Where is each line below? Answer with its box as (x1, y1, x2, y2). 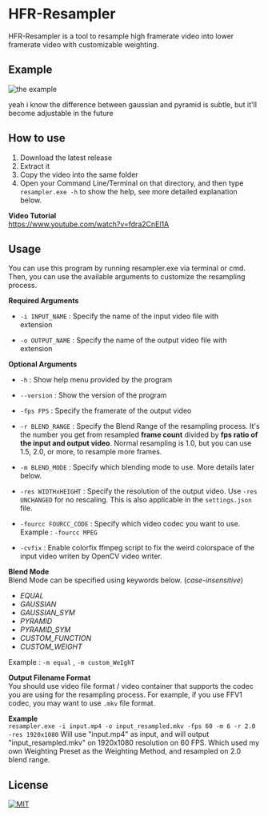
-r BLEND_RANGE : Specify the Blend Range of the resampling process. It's (19, 422, 260, 431)
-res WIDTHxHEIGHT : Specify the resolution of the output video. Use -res (19, 486, 258, 496)
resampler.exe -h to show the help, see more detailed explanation (19, 186, 238, 196)
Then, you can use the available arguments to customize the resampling (8, 272, 246, 282)
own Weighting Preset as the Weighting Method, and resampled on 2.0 (8, 746, 242, 756)
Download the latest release (19, 153, 113, 162)
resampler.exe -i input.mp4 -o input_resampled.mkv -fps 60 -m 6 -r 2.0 (8, 722, 256, 730)
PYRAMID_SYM (19, 625, 71, 634)
